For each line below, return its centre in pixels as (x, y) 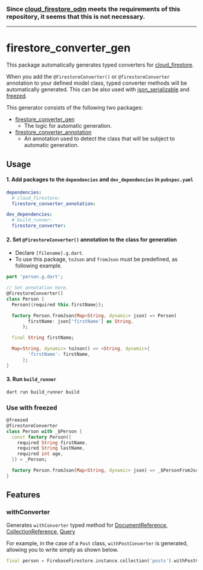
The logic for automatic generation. (68, 126)
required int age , (40, 454)
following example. (38, 266)
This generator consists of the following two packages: (75, 108)
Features (23, 495)
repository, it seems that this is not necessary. (76, 16)
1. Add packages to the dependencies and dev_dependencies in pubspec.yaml (100, 180)
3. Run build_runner (31, 379)
